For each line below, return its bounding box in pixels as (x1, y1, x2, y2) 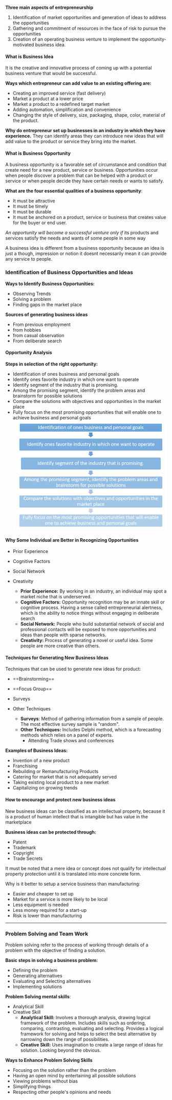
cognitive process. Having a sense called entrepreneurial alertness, (20, 604, 163, 611)
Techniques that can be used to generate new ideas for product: (5, 666, 141, 672)
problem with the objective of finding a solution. (5, 947, 106, 953)
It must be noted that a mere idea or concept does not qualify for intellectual (5, 865, 166, 871)
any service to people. (5, 256, 53, 262)
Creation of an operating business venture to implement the (12, 36, 139, 42)
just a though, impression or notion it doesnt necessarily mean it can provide (5, 250, 167, 256)
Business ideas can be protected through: (5, 829, 96, 835)
